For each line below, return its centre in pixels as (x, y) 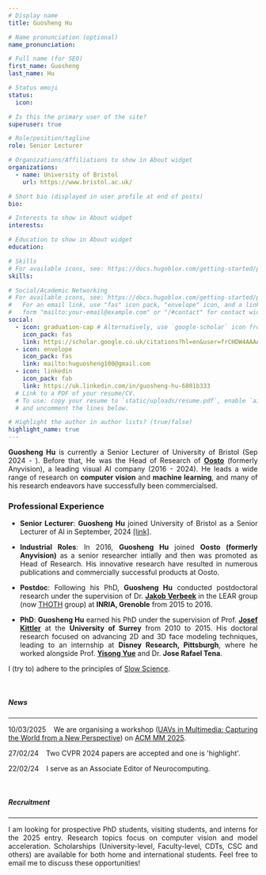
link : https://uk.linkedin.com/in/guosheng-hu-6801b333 (117, 386)
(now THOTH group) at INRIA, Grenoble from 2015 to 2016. (116, 604)
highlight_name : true (44, 430)
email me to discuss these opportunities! (74, 863)
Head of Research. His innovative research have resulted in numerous (139, 564)
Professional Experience (56, 506)
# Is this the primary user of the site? (78, 117)
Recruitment (29, 802)
